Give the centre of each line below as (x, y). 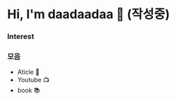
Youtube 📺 (33, 80)
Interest (21, 37)
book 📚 (29, 91)
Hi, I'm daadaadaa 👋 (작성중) (89, 14)
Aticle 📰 (28, 72)
